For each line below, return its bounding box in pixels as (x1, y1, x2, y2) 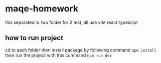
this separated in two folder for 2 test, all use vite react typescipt (5, 19, 138, 25)
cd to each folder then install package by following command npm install (5, 47, 157, 53)
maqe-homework (5, 3, 79, 14)
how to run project (5, 34, 63, 42)
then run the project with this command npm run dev (5, 52, 112, 58)
